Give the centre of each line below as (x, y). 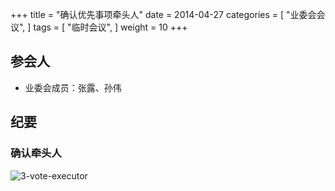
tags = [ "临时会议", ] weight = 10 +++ (110, 27)
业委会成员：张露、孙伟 (73, 87)
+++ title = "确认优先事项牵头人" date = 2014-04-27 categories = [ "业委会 (163, 14)
